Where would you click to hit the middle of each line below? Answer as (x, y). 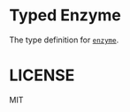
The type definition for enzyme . (64, 40)
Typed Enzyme (65, 15)
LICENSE (42, 75)
